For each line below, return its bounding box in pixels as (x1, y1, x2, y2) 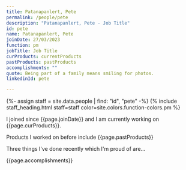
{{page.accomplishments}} (6, 157, 73, 164)
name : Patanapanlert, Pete (6, 31, 74, 37)
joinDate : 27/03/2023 (6, 37, 61, 43)
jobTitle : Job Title (6, 48, 58, 54)
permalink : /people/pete (6, 14, 68, 20)
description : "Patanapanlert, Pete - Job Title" (6, 20, 130, 26)
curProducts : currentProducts (6, 53, 82, 59)
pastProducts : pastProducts (6, 59, 77, 65)
